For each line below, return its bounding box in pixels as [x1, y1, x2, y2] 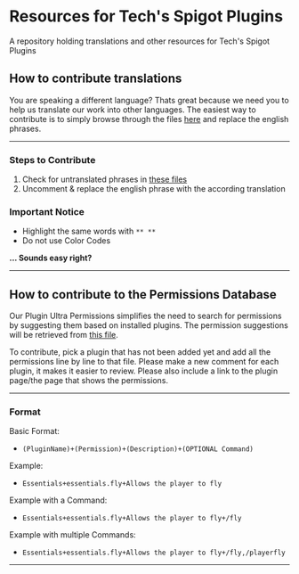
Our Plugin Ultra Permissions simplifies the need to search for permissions [9, 310, 282, 322]
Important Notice [9, 205, 85, 217]
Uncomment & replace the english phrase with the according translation [21, 184, 287, 194]
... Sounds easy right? [9, 252, 93, 264]
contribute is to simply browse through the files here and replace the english [9, 113, 289, 124]
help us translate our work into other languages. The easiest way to [9, 104, 256, 115]
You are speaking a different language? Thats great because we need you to [9, 94, 289, 105]
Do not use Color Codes [21, 235, 111, 246]
